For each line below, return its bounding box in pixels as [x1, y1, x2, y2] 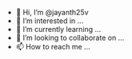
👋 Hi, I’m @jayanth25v [15, 8, 90, 17]
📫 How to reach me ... [15, 42, 90, 51]
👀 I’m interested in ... [15, 16, 84, 26]
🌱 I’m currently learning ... [15, 25, 102, 33]
